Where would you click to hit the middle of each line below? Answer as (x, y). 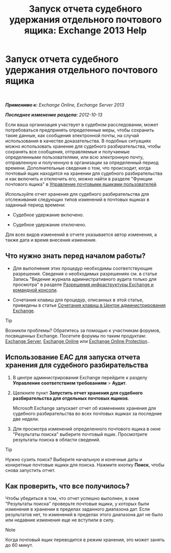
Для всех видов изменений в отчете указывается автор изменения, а (81, 234)
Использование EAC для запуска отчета (73, 357)
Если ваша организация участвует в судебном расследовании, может (82, 124)
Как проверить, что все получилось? (67, 486)
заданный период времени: (35, 205)
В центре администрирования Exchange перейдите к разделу (80, 377)
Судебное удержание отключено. (49, 224)
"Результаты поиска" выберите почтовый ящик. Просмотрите (80, 434)
